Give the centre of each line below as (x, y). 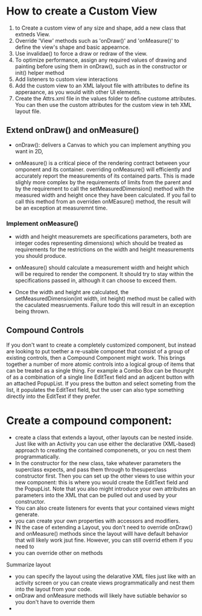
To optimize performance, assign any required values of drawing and (101, 60)
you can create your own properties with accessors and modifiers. (98, 521)
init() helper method (39, 72)
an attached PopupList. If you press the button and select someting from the (101, 383)
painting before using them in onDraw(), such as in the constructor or (101, 66)
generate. (27, 514)
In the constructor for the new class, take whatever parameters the (98, 463)
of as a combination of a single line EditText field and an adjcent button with (100, 377)
